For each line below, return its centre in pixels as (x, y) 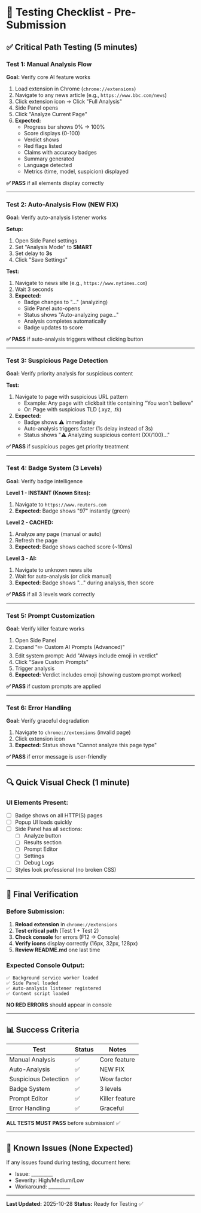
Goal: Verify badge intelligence (45, 481)
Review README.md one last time (57, 950)
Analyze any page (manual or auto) (58, 534)
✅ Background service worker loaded (52, 978)
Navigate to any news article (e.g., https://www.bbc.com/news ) (91, 95)
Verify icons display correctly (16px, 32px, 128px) (76, 944)
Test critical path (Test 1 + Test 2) (57, 931)
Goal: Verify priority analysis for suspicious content (70, 374)
